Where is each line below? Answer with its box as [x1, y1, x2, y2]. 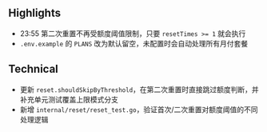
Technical [8, 62, 58, 76]
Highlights [8, 6, 62, 20]
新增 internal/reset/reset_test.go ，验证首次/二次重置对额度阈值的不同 [19, 104, 258, 114]
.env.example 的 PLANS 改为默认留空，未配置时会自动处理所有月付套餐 [19, 38, 249, 48]
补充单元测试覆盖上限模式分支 [19, 94, 118, 104]
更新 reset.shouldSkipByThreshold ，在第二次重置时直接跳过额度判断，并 [19, 84, 260, 94]
